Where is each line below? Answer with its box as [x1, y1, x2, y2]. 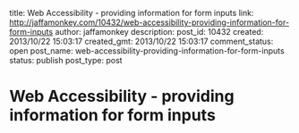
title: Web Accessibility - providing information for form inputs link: [9, 8, 254, 18]
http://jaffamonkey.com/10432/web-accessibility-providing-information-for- [9, 17, 289, 28]
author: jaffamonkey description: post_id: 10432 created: [55, 27, 264, 37]
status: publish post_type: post [9, 55, 123, 65]
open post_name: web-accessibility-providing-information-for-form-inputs [9, 46, 285, 56]
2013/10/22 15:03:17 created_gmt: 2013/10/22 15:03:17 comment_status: [9, 36, 274, 46]
